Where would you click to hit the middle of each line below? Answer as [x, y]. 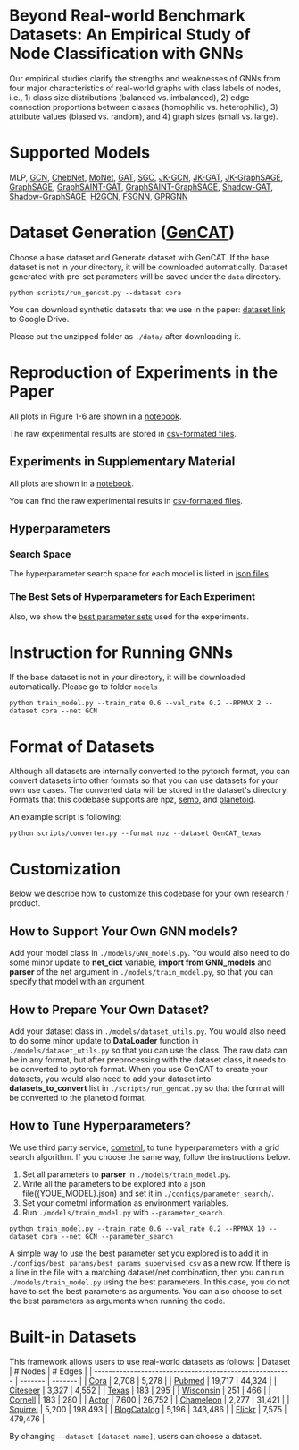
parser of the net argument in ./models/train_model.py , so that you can [141, 972]
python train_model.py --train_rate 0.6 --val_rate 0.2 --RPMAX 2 [135, 704]
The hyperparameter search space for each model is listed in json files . [140, 574]
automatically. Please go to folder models [84, 687]
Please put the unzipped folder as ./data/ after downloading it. [125, 336]
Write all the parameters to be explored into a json [114, 1183]
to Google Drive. [39, 319]
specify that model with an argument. [78, 982]
